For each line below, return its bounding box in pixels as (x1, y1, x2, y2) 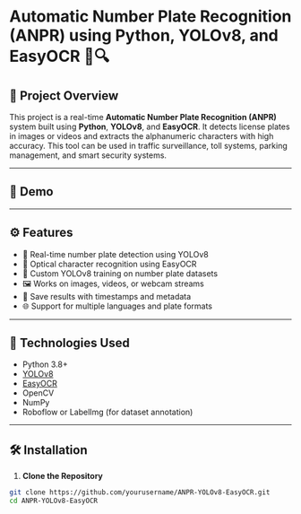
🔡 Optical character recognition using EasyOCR (21, 258, 197, 269)
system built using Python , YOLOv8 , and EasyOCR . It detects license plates (9, 121, 290, 132)
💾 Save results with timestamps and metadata (21, 291, 192, 301)
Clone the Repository (21, 471, 103, 482)
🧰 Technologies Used (9, 335, 130, 351)
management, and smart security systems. (9, 150, 168, 161)
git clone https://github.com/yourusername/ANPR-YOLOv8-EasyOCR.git (9, 488, 271, 497)
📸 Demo (9, 184, 54, 199)
